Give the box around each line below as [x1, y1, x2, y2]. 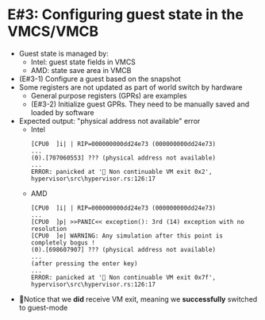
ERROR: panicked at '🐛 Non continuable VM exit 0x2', [30, 168, 213, 175]
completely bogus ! [30, 238, 96, 247]
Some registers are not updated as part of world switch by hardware [18, 82, 243, 92]
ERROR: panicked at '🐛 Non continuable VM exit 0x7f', [30, 273, 216, 281]
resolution [30, 225, 67, 233]
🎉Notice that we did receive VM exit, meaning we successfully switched [18, 294, 258, 303]
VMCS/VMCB [7, 22, 99, 40]
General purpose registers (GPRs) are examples [30, 91, 187, 100]
